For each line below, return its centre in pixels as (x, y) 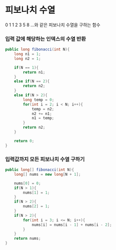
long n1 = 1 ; (28, 54)
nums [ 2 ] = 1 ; (36, 206)
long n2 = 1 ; (28, 58)
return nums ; (28, 239)
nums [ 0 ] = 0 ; (28, 183)
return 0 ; (24, 141)
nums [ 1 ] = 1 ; (36, 193)
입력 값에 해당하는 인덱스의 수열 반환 (46, 39)
